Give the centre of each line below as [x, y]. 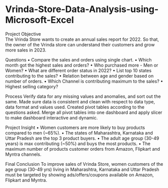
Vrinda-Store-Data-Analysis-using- [82, 9]
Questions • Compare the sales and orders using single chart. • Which [79, 59]
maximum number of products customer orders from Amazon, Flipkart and [83, 149]
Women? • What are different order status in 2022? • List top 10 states [78, 70]
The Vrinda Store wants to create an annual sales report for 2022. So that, [82, 39]
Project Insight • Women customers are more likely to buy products [75, 128]
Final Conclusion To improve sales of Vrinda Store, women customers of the [84, 164]
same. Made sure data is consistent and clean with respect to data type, [80, 101]
